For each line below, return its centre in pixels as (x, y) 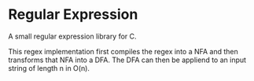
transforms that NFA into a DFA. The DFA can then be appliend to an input (127, 60)
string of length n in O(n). (49, 68)
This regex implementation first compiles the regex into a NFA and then (123, 51)
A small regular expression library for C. (72, 36)
